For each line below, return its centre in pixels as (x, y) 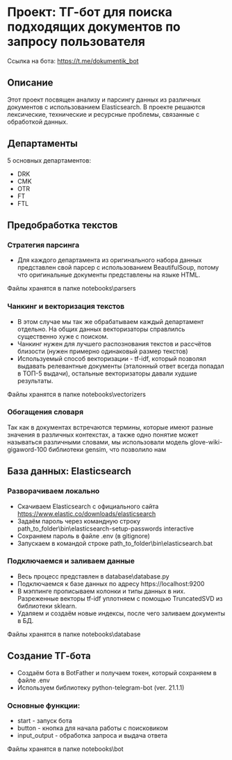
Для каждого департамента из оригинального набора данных (109, 260)
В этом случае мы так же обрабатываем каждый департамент (110, 321)
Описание (30, 83)
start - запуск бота (45, 720)
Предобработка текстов (63, 225)
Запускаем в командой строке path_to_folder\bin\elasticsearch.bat (115, 543)
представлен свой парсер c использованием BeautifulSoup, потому (118, 268)
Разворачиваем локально (53, 491)
